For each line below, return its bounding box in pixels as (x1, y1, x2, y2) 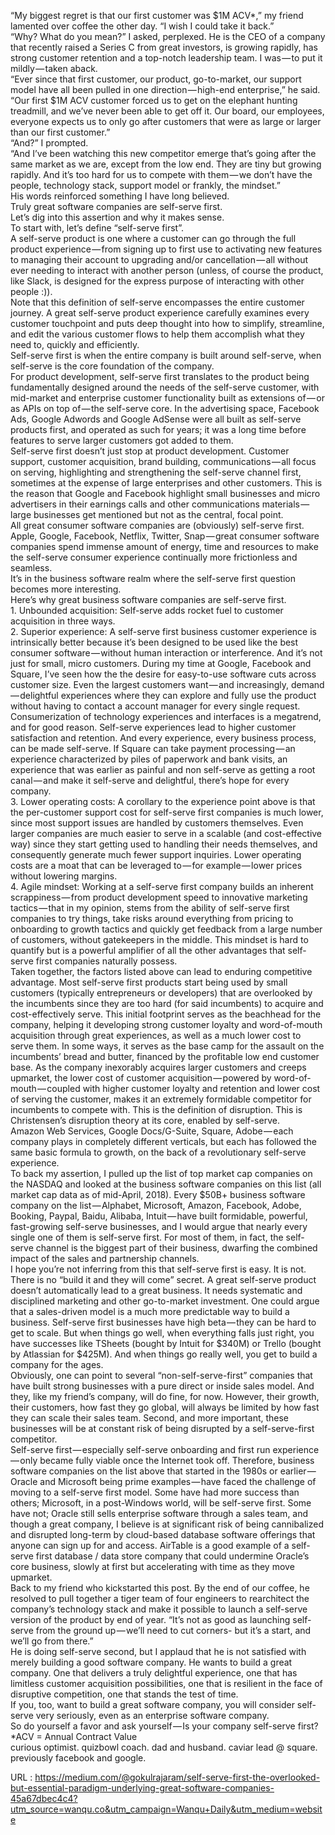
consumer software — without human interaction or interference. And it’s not (10, 647, 323, 659)
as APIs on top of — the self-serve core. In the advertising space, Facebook (10, 403, 320, 414)
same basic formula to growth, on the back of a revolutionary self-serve (10, 1146, 307, 1158)
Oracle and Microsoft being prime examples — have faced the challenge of (10, 1476, 317, 1487)
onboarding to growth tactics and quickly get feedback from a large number (10, 923, 323, 935)
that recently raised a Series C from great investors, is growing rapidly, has (10, 41, 318, 53)
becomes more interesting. (10, 583, 122, 595)
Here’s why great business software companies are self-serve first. (10, 594, 287, 605)
